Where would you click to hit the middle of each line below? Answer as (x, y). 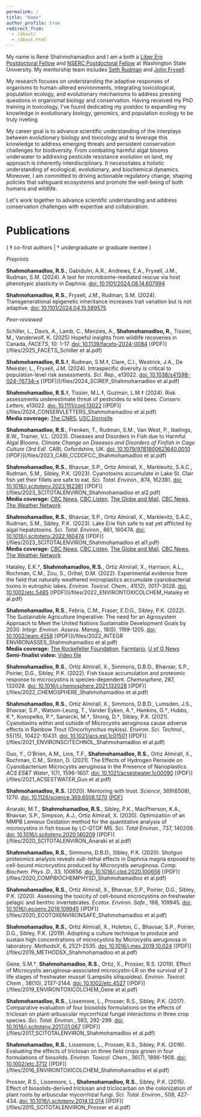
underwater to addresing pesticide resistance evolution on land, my (89, 156)
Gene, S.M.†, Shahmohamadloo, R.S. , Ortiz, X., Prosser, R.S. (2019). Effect (99, 964)
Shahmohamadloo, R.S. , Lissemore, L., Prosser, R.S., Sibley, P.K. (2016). (96, 1044)
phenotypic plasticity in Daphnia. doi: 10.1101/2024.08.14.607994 (86, 283)
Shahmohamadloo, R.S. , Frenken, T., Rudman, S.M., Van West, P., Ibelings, (99, 429)
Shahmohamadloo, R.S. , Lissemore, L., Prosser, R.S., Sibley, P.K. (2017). (96, 1001)
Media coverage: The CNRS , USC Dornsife (59, 418)
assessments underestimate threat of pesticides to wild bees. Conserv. (94, 399)
